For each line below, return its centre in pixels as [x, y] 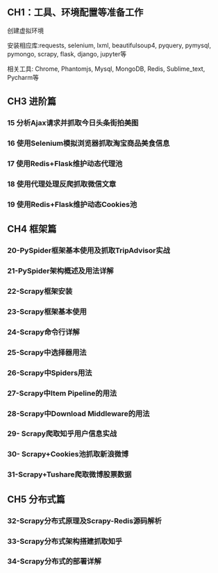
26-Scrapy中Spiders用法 [50, 372]
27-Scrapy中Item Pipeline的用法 [62, 393]
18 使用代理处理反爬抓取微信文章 [62, 184]
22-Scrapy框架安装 [40, 291]
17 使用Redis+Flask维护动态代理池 [65, 163]
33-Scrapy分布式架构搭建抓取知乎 [65, 541]
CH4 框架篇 [32, 229]
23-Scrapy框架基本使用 [47, 311]
